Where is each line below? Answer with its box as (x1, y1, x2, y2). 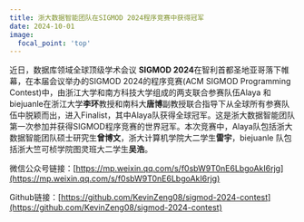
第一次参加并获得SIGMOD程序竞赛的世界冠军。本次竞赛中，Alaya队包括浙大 (9, 121, 293, 132)
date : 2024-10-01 (9, 22, 75, 31)
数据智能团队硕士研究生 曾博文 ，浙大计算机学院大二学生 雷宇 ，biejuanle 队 (9, 132, 284, 143)
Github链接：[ (9, 192, 62, 203)
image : (9, 30, 34, 39)
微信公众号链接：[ (9, 163, 77, 174)
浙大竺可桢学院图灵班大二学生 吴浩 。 (16, 144, 152, 155)
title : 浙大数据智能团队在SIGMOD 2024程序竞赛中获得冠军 (9, 13, 204, 23)
